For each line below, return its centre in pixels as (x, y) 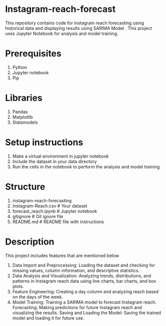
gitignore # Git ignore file (38, 216)
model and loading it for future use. (48, 318)
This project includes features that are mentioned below (62, 255)
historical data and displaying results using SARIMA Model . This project (79, 28)
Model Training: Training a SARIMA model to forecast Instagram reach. (84, 302)
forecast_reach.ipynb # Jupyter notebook (55, 211)
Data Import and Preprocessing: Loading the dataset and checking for (83, 265)
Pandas (20, 112)
